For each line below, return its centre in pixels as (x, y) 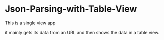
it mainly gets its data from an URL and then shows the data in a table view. (82, 32)
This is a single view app (30, 23)
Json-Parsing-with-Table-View (71, 9)
